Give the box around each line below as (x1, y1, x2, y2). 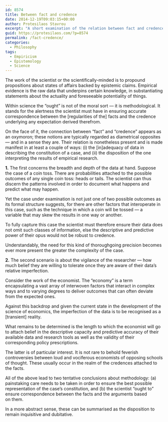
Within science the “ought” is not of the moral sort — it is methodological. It (5, 103, 160, 109)
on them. (5, 396, 23, 402)
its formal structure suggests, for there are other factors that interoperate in (5, 201, 161, 207)
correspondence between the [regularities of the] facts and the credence (5, 113, 156, 119)
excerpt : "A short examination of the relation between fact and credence (5, 26, 164, 31)
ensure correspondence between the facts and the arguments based (5, 391, 147, 397)
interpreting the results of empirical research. (5, 155, 98, 161)
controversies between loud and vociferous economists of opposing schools (5, 355, 163, 361)
